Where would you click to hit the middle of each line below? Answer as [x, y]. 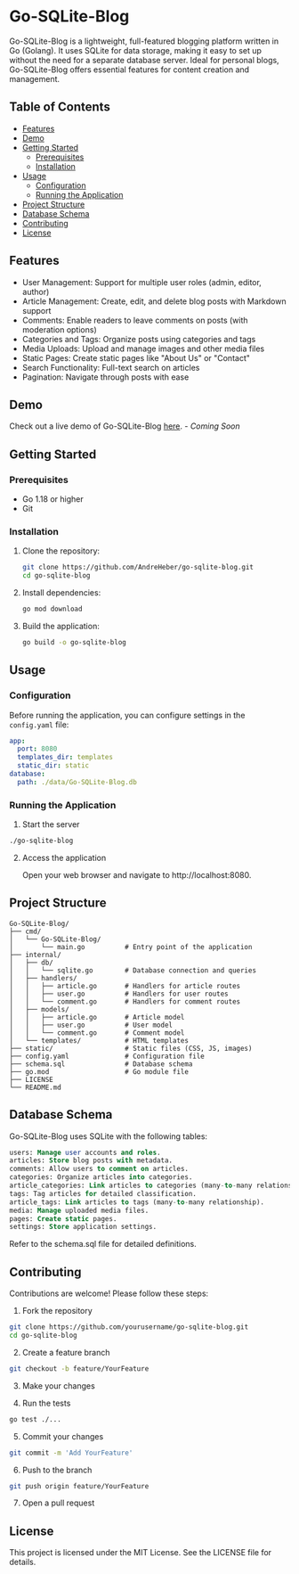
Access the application [64, 857]
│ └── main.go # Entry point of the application [131, 947]
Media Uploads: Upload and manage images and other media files [143, 348]
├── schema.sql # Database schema [101, 1064]
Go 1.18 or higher [53, 499]
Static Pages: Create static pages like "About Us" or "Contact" [136, 357]
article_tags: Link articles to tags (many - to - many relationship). [137, 1202]
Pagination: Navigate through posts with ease [105, 377]
